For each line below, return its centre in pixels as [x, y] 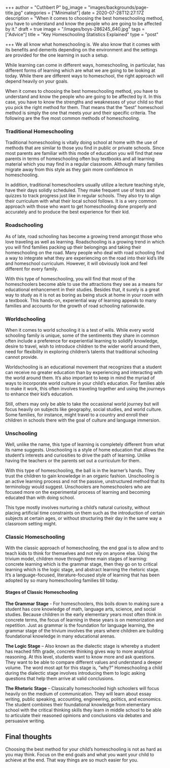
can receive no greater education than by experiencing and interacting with [84, 372]
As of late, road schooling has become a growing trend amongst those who [84, 236]
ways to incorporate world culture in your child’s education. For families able [85, 383]
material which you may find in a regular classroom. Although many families [84, 164]
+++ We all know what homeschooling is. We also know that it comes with [83, 44]
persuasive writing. [25, 721]
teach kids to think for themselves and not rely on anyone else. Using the [81, 553]
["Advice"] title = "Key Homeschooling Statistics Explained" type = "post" [82, 34]
